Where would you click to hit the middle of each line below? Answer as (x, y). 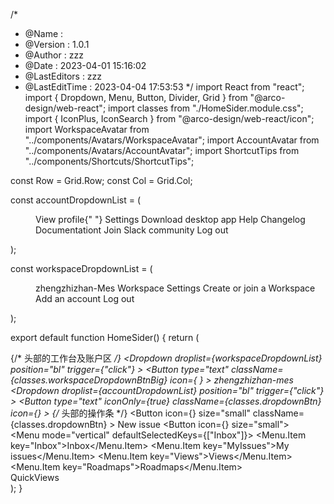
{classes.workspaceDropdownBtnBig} (89, 380)
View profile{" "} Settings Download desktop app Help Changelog (170, 219)
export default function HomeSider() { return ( (105, 337)
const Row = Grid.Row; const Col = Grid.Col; (101, 180)
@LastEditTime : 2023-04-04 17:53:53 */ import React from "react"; (164, 87)
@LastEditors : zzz (63, 76)
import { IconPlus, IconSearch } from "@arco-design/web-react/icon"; (169, 118)
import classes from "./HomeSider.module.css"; (206, 108)
